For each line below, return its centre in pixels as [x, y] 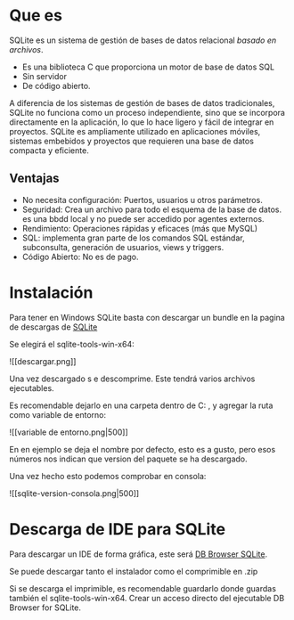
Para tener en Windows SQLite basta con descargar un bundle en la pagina [147, 317]
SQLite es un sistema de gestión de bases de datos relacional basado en [143, 40]
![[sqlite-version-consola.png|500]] [74, 493]
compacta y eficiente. [49, 150]
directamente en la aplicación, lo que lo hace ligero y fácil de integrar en [142, 122]
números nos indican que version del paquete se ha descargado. [128, 459]
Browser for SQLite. [45, 608]
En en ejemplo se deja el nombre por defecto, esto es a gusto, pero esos [143, 449]
